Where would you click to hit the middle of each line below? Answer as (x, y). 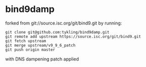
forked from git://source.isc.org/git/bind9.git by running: (64, 23)
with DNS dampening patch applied (42, 59)
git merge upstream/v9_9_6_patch (40, 45)
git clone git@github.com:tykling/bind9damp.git (57, 32)
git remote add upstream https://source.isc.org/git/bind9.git (73, 36)
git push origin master (30, 49)
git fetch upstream (26, 41)
